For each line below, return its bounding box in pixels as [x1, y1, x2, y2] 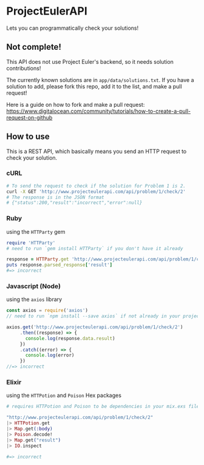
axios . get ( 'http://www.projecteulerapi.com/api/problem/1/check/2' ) [6, 324, 183, 330]
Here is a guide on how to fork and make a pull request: [6, 101, 145, 108]
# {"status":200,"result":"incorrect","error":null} [6, 200, 143, 206]
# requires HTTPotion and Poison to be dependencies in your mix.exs [6, 404, 186, 410]
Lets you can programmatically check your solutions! [6, 24, 139, 32]
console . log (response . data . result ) [25, 335, 115, 341]
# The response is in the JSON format [6, 194, 104, 200]
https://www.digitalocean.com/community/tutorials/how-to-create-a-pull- [6, 107, 191, 115]
